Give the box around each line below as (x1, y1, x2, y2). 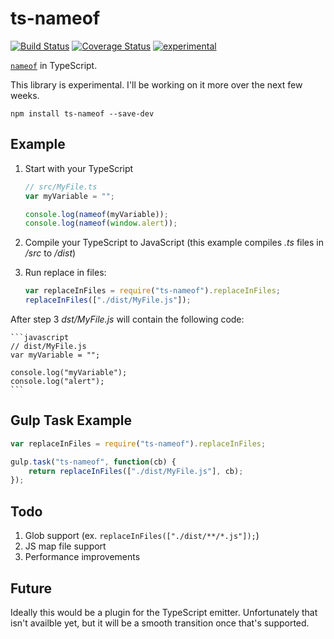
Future (10, 580, 53, 597)
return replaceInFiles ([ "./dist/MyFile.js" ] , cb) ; (28, 466, 244, 476)
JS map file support (24, 540, 107, 552)
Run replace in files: (24, 267, 107, 279)
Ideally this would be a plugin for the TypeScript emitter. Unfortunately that (10, 606, 318, 618)
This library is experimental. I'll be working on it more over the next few (10, 78, 303, 91)
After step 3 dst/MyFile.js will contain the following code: (10, 313, 245, 325)
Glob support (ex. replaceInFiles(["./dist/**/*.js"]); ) (24, 530, 260, 542)
